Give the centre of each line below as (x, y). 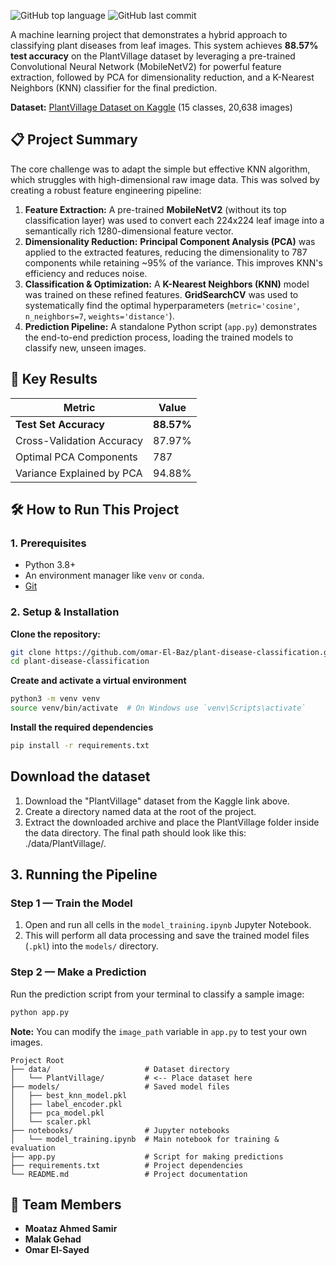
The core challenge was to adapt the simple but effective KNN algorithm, (160, 169)
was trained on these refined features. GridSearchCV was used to (161, 294)
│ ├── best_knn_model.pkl (69, 1095)
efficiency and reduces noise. (86, 273)
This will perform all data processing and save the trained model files (167, 936)
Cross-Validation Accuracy (79, 440)
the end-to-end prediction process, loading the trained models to (159, 337)
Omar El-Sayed (57, 1250)
